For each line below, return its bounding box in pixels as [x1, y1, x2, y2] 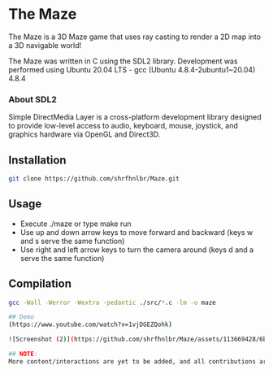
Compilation [8, 277, 71, 291]
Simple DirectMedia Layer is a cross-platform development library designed [8, 112, 262, 122]
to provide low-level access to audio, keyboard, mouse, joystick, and [8, 121, 238, 131]
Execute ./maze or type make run [19, 219, 132, 228]
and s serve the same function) [19, 236, 125, 246]
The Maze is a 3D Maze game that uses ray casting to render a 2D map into [8, 32, 262, 41]
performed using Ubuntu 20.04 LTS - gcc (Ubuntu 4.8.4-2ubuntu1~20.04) [8, 64, 256, 74]
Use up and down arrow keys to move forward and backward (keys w [19, 227, 253, 237]
